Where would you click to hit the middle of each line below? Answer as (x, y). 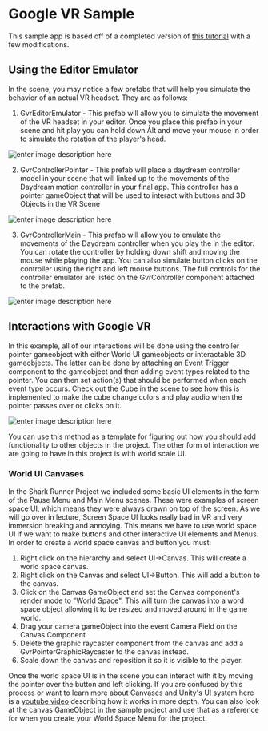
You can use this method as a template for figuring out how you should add (132, 436)
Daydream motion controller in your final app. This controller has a (129, 187)
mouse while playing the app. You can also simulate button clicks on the (138, 260)
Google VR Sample (71, 14)
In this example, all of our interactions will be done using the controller (124, 346)
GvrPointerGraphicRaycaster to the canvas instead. (104, 651)
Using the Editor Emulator (73, 70)
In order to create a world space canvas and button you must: (110, 542)
